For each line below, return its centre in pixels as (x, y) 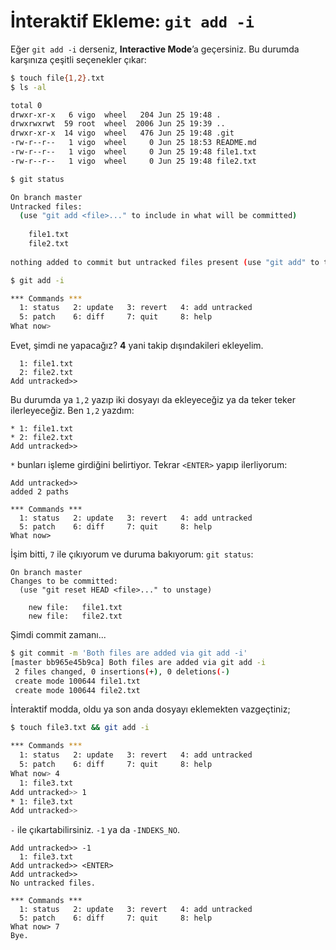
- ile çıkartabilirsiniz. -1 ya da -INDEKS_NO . (95, 830)
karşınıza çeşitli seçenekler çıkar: (78, 59)
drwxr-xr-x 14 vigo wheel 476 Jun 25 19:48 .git (122, 133)
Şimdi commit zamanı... (58, 635)
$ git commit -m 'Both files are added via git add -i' (129, 653)
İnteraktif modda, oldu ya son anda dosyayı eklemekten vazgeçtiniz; (150, 709)
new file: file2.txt (75, 616)
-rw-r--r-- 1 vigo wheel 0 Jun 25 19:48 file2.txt (133, 161)
